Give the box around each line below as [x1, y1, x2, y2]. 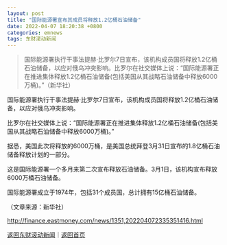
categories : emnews [7, 29, 63, 36]
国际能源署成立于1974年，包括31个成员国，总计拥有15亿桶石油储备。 [7, 188, 201, 196]
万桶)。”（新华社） [23, 81, 75, 89]
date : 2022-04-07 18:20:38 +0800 [7, 23, 103, 30]
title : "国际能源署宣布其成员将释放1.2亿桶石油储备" [7, 16, 141, 23]
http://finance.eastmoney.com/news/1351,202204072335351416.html [7, 217, 204, 225]
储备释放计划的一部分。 [7, 150, 73, 159]
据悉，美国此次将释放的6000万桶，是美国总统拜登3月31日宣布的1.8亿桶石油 [7, 142, 221, 150]
